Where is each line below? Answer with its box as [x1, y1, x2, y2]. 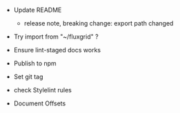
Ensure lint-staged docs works [13, 46, 101, 54]
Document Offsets [13, 99, 66, 107]
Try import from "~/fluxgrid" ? [13, 32, 99, 41]
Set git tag [13, 72, 43, 81]
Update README [13, 6, 62, 14]
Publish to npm [13, 59, 57, 68]
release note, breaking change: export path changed [23, 19, 174, 27]
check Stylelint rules [13, 86, 72, 94]
